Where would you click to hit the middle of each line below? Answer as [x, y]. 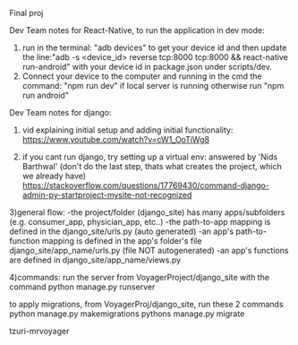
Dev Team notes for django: [60, 112]
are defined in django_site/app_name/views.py [95, 260]
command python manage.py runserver [82, 287]
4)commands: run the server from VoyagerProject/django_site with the [140, 277]
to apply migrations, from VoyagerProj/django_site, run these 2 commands [146, 304]
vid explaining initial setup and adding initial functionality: [128, 130]
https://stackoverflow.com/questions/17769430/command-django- [146, 185]
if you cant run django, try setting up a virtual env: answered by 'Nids [150, 157]
